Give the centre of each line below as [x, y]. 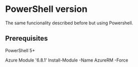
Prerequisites [26, 38]
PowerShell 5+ [20, 50]
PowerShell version [46, 9]
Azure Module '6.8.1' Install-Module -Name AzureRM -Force [67, 60]
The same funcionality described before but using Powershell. [69, 23]
